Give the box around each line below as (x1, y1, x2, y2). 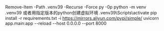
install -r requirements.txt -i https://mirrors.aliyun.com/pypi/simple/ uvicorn (5, 15, 159, 21)
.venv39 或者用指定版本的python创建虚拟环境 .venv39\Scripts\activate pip (5, 10, 157, 15)
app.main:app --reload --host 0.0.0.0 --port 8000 (5, 20, 107, 26)
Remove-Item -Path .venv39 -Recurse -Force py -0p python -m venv (5, 4, 147, 10)
